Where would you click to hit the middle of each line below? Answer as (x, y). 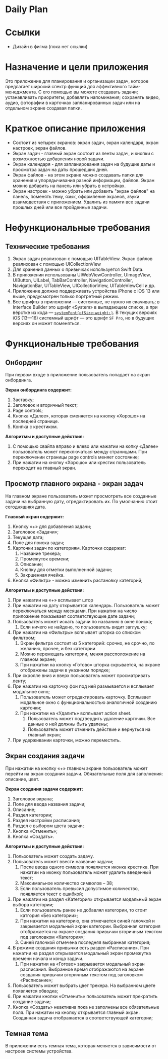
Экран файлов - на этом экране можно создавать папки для (78, 175)
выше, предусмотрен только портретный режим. (66, 296)
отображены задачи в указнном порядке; (65, 670)
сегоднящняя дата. (26, 507)
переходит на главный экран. (44, 468)
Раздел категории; (33, 815)
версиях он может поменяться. (47, 323)
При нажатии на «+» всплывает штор (53, 600)
